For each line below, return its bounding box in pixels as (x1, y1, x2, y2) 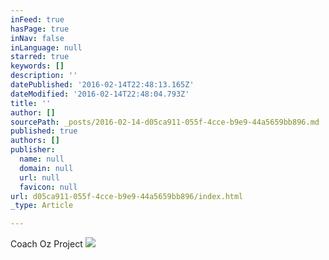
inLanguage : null (10, 42, 83, 53)
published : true (10, 126, 78, 136)
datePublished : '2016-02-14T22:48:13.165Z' (10, 80, 195, 90)
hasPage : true (10, 24, 70, 34)
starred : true (10, 52, 70, 62)
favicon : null (19, 182, 78, 192)
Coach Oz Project (10, 238, 83, 250)
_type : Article (10, 201, 74, 211)
